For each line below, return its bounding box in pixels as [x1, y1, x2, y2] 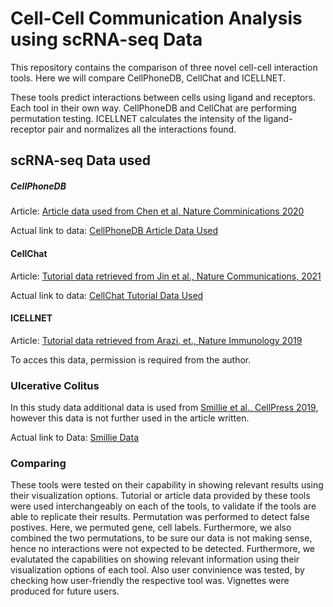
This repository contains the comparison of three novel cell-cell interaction [10, 61, 318, 73]
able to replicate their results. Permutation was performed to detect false [10, 511, 310, 523]
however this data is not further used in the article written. [10, 412, 250, 424]
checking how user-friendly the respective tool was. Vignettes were [10, 575, 290, 587]
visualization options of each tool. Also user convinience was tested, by [10, 564, 305, 576]
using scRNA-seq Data [10, 28, 203, 51]
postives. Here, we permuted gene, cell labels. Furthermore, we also [10, 522, 292, 534]
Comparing [10, 456, 67, 470]
